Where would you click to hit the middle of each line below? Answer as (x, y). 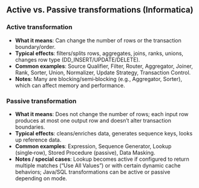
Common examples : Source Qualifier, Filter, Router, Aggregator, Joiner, (104, 66)
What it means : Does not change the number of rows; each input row (102, 114)
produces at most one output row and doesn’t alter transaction (93, 120)
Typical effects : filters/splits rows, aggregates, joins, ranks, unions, (99, 53)
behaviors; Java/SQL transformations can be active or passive (93, 172)
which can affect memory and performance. (70, 85)
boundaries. (30, 127)
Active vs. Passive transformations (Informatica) (100, 10)
